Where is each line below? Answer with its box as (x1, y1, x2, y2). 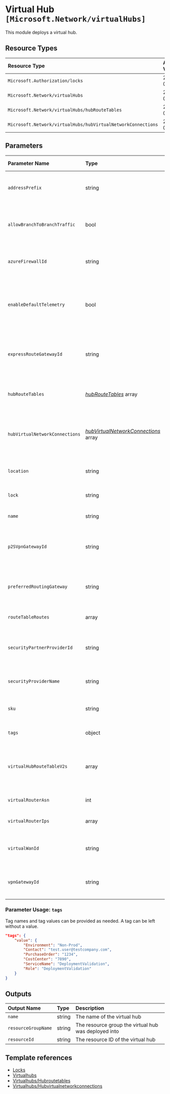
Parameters (5, 141, 43, 150)
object (85, 729, 101, 736)
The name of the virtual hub (75, 1013, 142, 1020)
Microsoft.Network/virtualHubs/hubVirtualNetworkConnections (8, 121, 158, 128)
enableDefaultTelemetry (8, 301, 65, 307)
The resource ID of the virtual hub (75, 1036, 156, 1043)
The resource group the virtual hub (75, 1021, 158, 1028)
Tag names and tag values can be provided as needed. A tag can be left (5, 918, 155, 924)
